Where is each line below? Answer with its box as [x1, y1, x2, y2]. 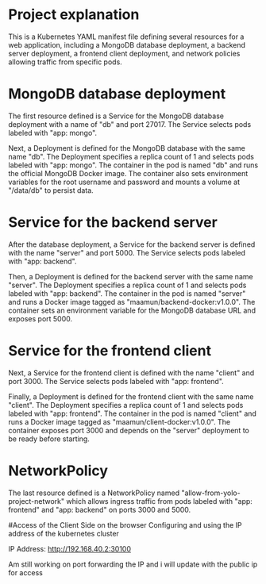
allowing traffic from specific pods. [8, 57, 123, 67]
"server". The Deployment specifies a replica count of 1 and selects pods [8, 280, 247, 290]
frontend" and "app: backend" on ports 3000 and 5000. [8, 505, 191, 514]
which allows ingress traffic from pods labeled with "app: [66, 496, 253, 505]
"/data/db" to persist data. [8, 185, 94, 195]
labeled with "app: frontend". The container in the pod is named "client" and [8, 409, 256, 418]
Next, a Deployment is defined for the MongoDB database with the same [8, 143, 246, 152]
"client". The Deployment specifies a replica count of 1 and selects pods [8, 400, 244, 409]
